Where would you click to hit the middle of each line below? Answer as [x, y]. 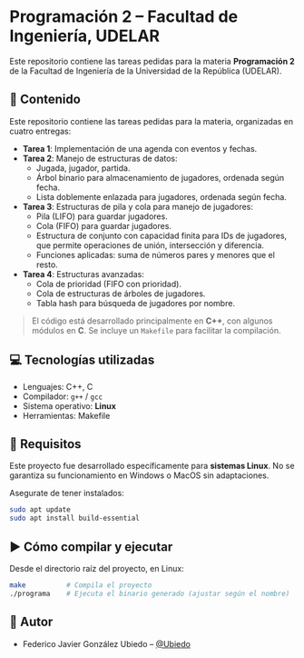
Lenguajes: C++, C [58, 386]
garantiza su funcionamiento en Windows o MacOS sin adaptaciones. [139, 475]
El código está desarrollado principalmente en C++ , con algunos [152, 321]
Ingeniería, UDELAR [85, 36]
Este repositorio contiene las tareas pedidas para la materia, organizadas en [152, 121]
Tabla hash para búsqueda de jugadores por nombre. [136, 303]
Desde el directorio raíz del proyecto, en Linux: [97, 568]
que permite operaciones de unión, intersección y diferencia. [150, 245]
